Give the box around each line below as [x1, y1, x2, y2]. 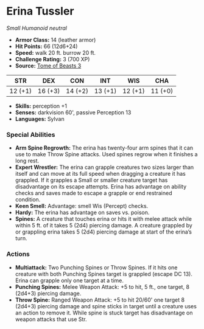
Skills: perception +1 [15, 102, 67, 109]
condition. [15, 196, 41, 203]
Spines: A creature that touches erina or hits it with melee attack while [15, 215, 192, 223]
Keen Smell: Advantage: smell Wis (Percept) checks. [15, 203, 149, 210]
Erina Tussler [6, 4, 74, 18]
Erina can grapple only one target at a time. [15, 277, 124, 284]
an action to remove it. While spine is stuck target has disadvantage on [15, 309, 193, 316]
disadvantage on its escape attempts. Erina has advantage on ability [15, 183, 187, 190]
